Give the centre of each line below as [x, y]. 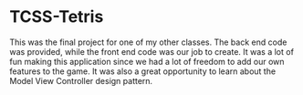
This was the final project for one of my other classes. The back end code [148, 42]
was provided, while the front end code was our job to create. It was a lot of [152, 51]
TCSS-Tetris [57, 17]
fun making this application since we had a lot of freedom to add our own [147, 61]
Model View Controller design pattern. [81, 80]
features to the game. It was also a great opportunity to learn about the [143, 71]
